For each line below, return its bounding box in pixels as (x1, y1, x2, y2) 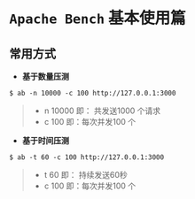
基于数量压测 (21, 72, 69, 81)
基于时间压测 (21, 135, 69, 146)
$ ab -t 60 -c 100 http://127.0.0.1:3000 (9, 153, 165, 162)
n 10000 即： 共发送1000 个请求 (43, 105, 161, 116)
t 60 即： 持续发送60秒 (43, 170, 129, 180)
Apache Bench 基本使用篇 (9, 8, 186, 28)
